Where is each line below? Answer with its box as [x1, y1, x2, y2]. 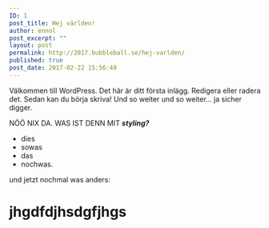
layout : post [9, 42, 53, 50]
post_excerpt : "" [9, 34, 67, 42]
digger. [9, 102, 33, 112]
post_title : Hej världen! [9, 19, 95, 27]
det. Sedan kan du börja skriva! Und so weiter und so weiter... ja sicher [9, 94, 243, 104]
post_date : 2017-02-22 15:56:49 [9, 64, 117, 72]
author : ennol [9, 26, 57, 34]
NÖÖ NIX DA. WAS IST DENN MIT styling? [9, 118, 150, 128]
